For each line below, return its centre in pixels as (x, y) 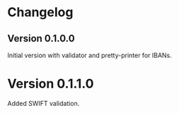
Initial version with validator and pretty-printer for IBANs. (89, 55)
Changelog (40, 12)
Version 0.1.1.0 (51, 84)
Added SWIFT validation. (44, 103)
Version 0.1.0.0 (41, 38)
